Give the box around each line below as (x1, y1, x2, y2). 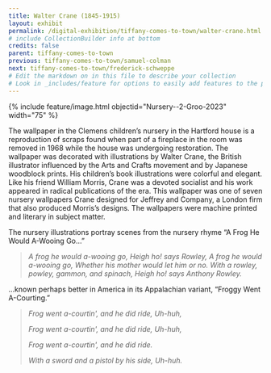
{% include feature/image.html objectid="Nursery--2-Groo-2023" (8, 102, 227, 111)
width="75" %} (8, 110, 59, 119)
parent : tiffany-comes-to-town (8, 49, 114, 57)
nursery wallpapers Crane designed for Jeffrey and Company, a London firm (8, 195, 263, 204)
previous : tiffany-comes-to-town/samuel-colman (8, 57, 172, 65)
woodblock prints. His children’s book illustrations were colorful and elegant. (8, 169, 262, 178)
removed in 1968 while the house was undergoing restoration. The (8, 143, 228, 153)
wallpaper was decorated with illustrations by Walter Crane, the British (8, 151, 242, 161)
